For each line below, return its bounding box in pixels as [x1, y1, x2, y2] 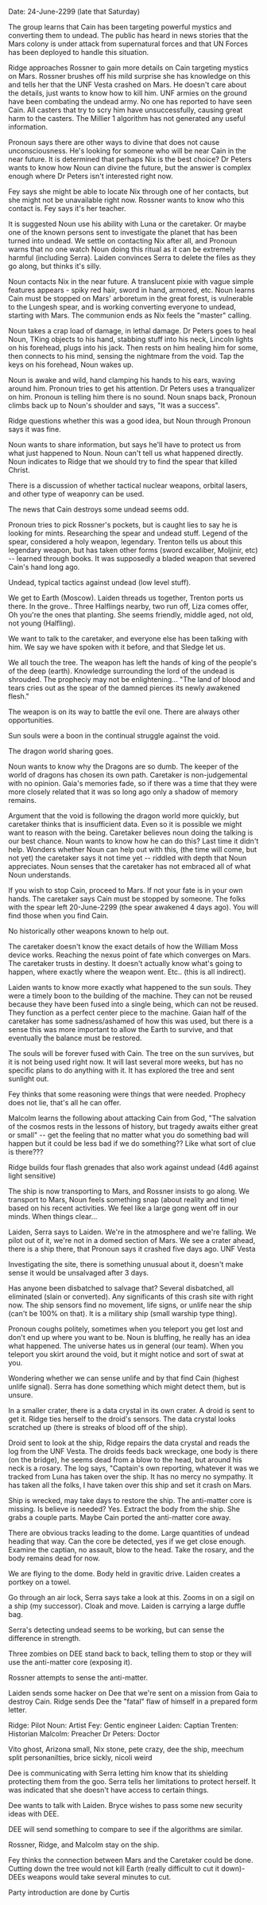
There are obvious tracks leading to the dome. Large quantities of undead [8, 1528, 250, 1537]
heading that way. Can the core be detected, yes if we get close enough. [8, 1537, 246, 1546]
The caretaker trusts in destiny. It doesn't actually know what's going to [8, 959, 242, 968]
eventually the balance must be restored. [8, 1034, 142, 1042]
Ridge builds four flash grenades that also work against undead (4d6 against [8, 1163, 259, 1172]
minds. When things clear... [8, 1212, 98, 1221]
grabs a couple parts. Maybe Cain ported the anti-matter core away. [8, 1513, 231, 1522]
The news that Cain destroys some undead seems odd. [8, 504, 189, 514]
